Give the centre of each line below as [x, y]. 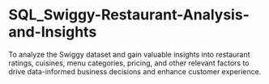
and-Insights [53, 32]
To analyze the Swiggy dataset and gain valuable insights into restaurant [129, 54]
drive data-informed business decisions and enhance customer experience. [135, 71]
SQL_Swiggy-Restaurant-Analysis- [129, 15]
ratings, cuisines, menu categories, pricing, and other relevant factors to [129, 63]
